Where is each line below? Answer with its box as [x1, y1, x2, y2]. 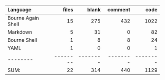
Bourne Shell [7, 37, 37, 43]
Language [7, 6, 32, 13]
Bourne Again [7, 15, 39, 21]
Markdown [7, 29, 32, 35]
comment [107, 6, 131, 13]
